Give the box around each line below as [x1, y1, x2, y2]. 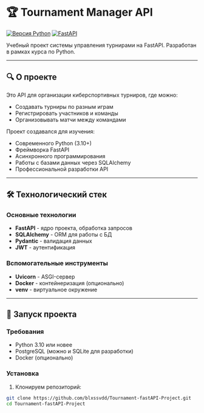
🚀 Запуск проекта [6, 309, 77, 320]
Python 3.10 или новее [15, 341, 73, 349]
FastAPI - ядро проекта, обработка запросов [15, 224, 132, 232]
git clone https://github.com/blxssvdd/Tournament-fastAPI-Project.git [6, 395, 191, 401]
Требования [6, 327, 44, 336]
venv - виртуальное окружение [15, 286, 98, 293]
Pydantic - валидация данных [15, 237, 92, 245]
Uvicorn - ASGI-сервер [15, 272, 75, 280]
